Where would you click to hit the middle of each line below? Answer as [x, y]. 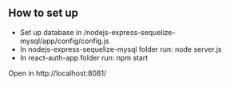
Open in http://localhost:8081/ [57, 73]
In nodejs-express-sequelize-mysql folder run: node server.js [121, 49]
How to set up [43, 13]
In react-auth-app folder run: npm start [84, 57]
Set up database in [51, 32]
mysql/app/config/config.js [64, 41]
